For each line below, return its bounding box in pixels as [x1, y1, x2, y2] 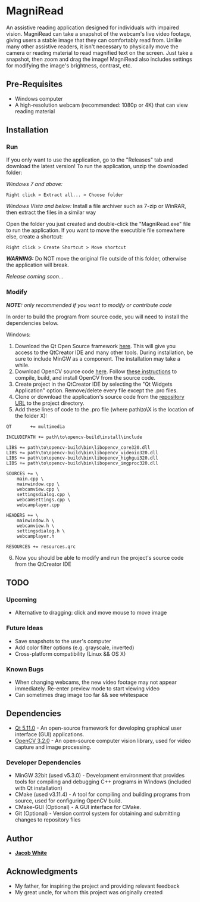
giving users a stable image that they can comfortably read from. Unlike [6, 36, 182, 44]
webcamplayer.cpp [17, 502, 60, 508]
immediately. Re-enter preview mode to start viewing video [14, 685, 160, 692]
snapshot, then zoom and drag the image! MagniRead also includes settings [6, 55, 192, 63]
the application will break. [6, 261, 70, 269]
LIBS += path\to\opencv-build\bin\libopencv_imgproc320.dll [6, 460, 159, 466]
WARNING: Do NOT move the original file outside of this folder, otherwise [6, 255, 187, 262]
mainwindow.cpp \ [17, 481, 60, 487]
